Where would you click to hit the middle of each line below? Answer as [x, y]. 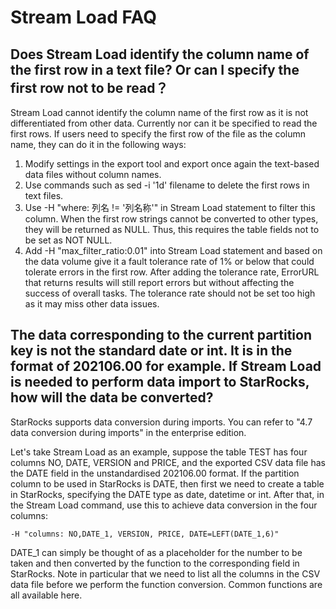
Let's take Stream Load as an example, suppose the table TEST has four [159, 452]
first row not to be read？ [89, 87]
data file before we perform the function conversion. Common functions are [166, 584]
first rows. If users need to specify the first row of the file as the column [158, 134]
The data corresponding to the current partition [161, 335]
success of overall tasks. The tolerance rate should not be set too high [170, 293]
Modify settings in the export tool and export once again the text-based [172, 164]
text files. [44, 195]
